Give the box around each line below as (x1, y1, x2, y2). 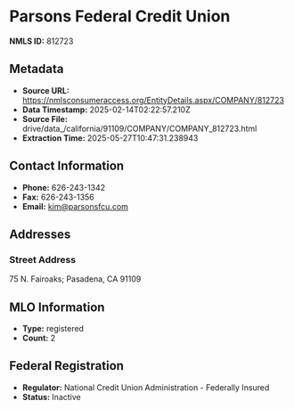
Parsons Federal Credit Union (9, 6, 231, 27)
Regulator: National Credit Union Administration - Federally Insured (21, 381, 270, 393)
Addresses (9, 226, 71, 241)
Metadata (9, 61, 64, 77)
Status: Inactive (21, 391, 82, 402)
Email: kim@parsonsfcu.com (21, 200, 129, 211)
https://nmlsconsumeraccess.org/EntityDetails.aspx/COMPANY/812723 (21, 94, 285, 105)
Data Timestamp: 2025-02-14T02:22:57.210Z (21, 104, 191, 115)
